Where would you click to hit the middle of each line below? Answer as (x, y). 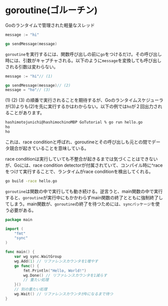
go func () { (27, 266)
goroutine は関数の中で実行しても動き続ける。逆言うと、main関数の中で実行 (84, 191)
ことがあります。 (27, 113)
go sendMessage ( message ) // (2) (38, 85)
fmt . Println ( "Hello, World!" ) (55, 271)
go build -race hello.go (31, 181)
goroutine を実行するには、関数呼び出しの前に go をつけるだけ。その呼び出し (84, 54)
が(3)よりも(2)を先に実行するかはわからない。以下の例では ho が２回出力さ (82, 107)
